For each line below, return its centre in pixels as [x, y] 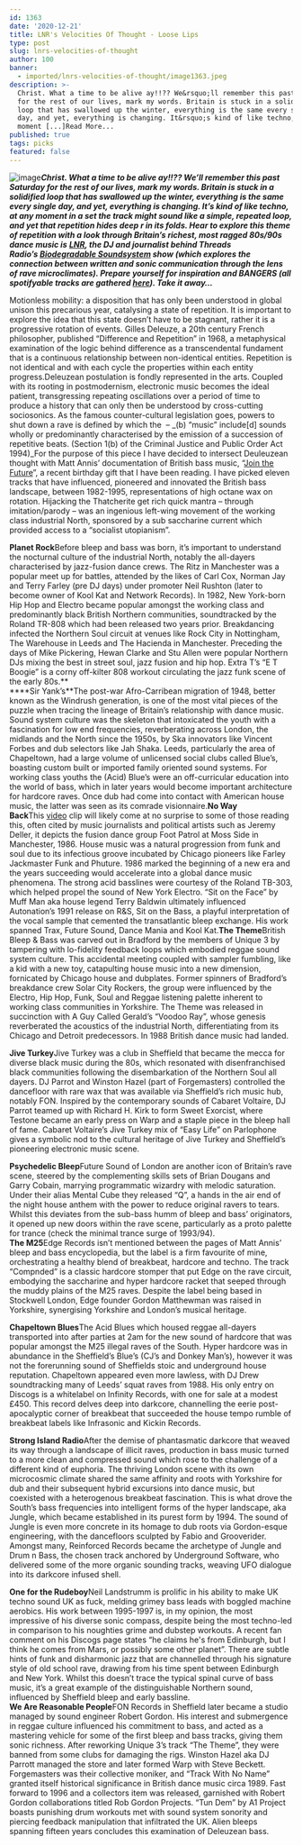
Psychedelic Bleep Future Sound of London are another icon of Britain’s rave [151, 1166]
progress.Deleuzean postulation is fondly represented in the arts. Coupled [146, 377]
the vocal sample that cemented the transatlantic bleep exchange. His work [149, 921]
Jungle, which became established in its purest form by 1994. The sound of [149, 1517]
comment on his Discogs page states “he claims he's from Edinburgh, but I [147, 1640]
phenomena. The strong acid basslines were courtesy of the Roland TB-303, [151, 882]
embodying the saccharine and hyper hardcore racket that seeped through [148, 1281]
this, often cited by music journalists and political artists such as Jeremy [142, 824]
